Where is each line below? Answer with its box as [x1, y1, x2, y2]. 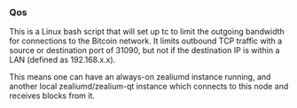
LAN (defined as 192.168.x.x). [9, 55, 116, 66]
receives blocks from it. [9, 90, 96, 101]
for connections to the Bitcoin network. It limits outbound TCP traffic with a [9, 35, 283, 46]
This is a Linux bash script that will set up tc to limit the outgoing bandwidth [9, 27, 285, 37]
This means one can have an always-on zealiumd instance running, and [9, 72, 271, 82]
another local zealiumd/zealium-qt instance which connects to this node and [9, 81, 289, 92]
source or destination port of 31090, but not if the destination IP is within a [9, 45, 280, 56]
